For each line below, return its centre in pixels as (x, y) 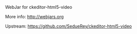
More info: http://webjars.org (35, 17)
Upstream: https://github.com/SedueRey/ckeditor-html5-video (68, 26)
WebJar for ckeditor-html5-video (39, 7)
